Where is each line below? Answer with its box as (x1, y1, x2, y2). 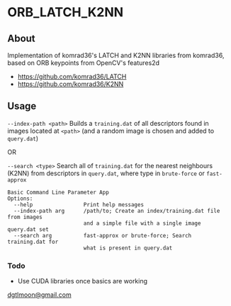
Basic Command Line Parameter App (7, 189, 110, 196)
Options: (7, 195, 33, 202)
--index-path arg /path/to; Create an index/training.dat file (13, 207, 220, 214)
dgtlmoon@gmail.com (7, 290, 72, 299)
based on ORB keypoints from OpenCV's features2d (7, 59, 159, 67)
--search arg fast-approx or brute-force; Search (13, 232, 192, 239)
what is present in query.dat (83, 245, 173, 252)
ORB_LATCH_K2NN (7, 4, 124, 20)
